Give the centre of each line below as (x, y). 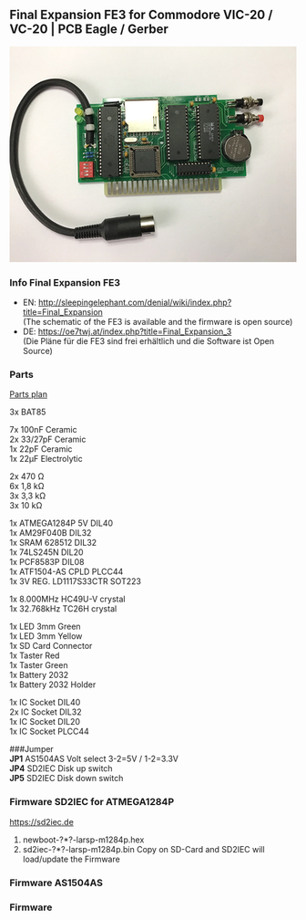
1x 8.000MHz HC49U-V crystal (67, 599)
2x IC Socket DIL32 (46, 712)
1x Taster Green (39, 665)
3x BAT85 (28, 412)
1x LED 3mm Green (45, 627)
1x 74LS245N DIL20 (46, 552)
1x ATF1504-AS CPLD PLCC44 (66, 572)
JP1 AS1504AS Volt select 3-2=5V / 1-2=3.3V (94, 759)
